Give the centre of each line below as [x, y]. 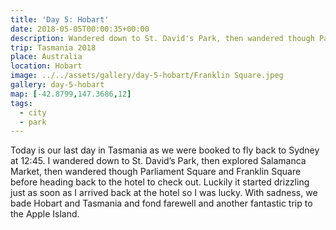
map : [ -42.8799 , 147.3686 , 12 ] [71, 94]
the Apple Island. [45, 214]
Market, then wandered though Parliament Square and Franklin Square [156, 172]
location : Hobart [46, 66]
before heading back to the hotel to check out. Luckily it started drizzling [160, 182]
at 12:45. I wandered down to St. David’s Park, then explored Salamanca [158, 161]
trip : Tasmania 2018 [53, 47]
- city [33, 112]
